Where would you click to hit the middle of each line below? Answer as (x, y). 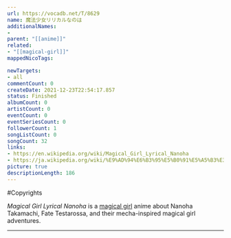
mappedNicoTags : (30, 58)
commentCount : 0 (30, 83)
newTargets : (24, 71)
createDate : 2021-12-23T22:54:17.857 (61, 90)
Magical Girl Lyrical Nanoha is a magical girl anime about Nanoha (100, 206)
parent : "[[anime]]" (37, 39)
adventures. (24, 220)
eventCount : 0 (27, 116)
